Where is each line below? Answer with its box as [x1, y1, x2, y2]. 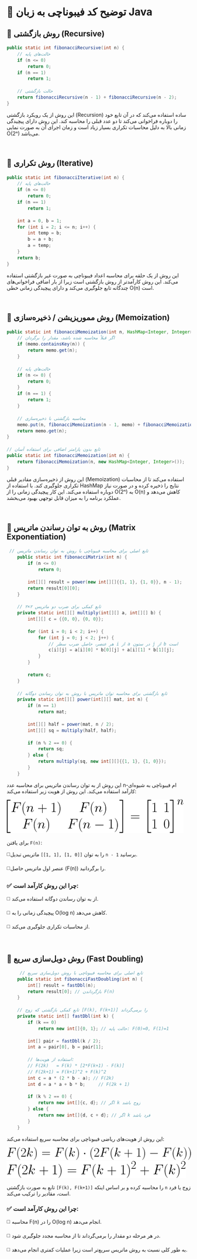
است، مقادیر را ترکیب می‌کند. [6, 1190, 71, 1197]
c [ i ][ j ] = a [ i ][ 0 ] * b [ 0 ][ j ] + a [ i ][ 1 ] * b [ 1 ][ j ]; [48, 647, 175, 653]
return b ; [17, 255, 42, 260]
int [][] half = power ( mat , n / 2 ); [27, 721, 115, 727]
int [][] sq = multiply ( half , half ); [27, 727, 117, 733]
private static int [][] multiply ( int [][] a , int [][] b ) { [17, 610, 161, 616]
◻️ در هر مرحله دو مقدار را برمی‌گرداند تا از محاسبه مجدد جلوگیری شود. [6, 1232, 161, 1240]
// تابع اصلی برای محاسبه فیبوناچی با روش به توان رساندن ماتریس [9, 548, 148, 554]
